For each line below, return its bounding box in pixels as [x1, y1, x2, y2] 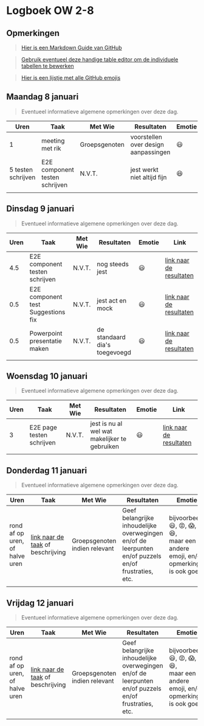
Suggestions [29, 308, 66, 316]
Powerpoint [29, 329, 63, 337]
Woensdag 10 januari [6, 371, 88, 381]
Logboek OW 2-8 [6, 4, 94, 18]
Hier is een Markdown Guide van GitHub [21, 44, 123, 51]
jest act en [97, 296, 127, 305]
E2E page [29, 423, 58, 432]
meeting [41, 136, 65, 145]
